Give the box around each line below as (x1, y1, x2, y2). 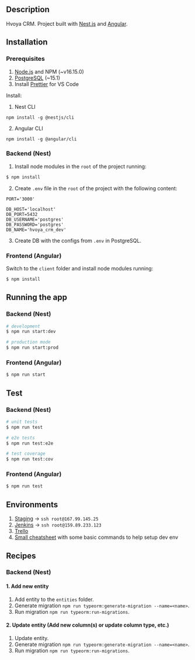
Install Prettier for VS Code (14, 80, 79, 87)
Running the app (6, 293, 67, 302)
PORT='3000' (6, 196, 35, 202)
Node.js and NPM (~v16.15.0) (14, 68, 85, 75)
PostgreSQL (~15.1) (14, 74, 60, 81)
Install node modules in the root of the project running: (14, 163, 147, 170)
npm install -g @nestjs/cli (6, 114, 75, 121)
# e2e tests (6, 435, 35, 441)
